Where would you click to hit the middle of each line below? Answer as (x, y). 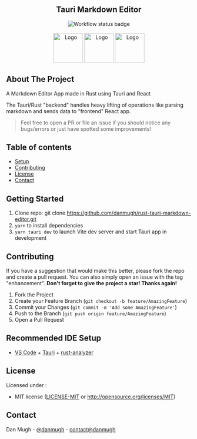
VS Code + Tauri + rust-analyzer (54, 352)
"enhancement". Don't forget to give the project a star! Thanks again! (92, 283)
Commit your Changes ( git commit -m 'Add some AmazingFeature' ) (96, 307)
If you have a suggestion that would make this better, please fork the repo (95, 271)
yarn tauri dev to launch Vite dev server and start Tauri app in (91, 232)
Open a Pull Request (39, 320)
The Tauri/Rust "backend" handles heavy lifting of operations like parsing (95, 105)
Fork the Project (34, 295)
